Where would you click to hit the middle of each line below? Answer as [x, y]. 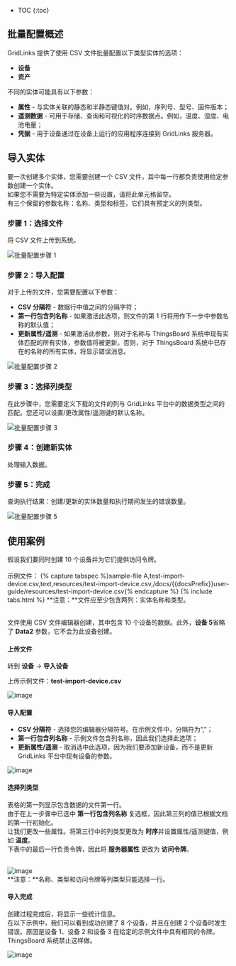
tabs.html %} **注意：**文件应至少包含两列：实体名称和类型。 [99, 600]
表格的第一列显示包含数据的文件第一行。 [66, 804]
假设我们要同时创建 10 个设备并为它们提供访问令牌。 [84, 559]
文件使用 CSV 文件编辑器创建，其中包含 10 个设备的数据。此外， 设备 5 [110, 622]
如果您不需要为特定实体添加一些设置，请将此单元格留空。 [91, 194]
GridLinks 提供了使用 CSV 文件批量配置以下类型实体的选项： [96, 53]
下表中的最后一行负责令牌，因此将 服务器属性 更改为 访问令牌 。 [100, 849]
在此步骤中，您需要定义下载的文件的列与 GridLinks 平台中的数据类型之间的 [116, 403]
